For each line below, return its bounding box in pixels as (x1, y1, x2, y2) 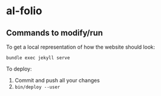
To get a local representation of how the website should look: (6, 43, 156, 50)
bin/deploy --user (14, 84, 60, 90)
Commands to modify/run (6, 28, 103, 38)
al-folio (6, 4, 43, 18)
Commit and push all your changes (14, 77, 100, 84)
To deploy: (6, 65, 32, 72)
